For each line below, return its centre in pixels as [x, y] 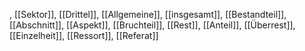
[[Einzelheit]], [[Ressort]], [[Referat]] [84, 35]
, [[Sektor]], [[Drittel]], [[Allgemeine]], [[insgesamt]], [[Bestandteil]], [148, 14]
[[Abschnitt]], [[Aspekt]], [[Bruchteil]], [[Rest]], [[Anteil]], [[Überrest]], [152, 25]
